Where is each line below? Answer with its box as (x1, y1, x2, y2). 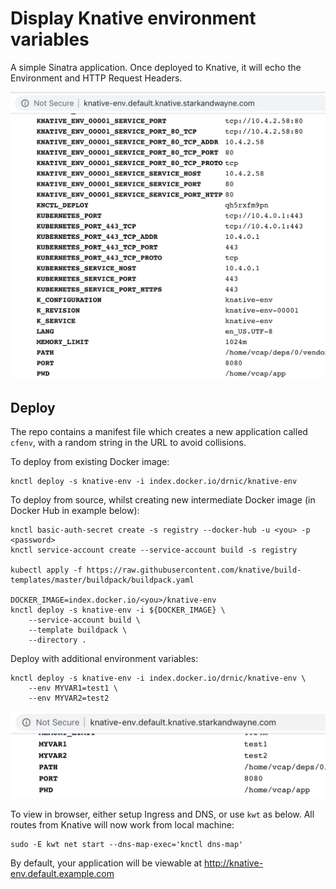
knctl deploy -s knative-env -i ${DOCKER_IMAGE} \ (10, 605, 226, 615)
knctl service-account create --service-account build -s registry (10, 545, 298, 555)
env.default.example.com (10, 867, 115, 879)
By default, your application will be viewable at (10, 857, 203, 869)
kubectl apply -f (10, 565, 83, 575)
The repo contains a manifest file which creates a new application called (10, 425, 308, 437)
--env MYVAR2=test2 (28, 693, 110, 703)
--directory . (28, 635, 87, 645)
